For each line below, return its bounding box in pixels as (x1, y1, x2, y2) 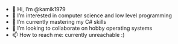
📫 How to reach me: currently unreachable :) (11, 32, 125, 38)
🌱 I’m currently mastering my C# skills (11, 18, 107, 25)
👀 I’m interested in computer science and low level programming (11, 12, 172, 19)
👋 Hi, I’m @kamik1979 (11, 6, 66, 12)
